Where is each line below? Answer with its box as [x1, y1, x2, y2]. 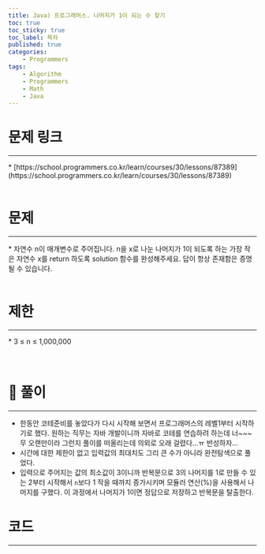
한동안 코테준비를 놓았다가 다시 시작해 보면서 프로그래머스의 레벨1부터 [19, 418, 234, 428]
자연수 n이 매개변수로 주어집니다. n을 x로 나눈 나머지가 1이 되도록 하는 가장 [13, 244, 243, 254]
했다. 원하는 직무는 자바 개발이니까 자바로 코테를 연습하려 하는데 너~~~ [34, 429, 252, 437]
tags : [8, 63, 26, 71]
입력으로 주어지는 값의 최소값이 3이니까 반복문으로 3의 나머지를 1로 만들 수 [19, 468, 248, 477]
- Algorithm [22, 70, 62, 78]
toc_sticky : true [8, 26, 65, 34]
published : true [8, 41, 62, 49]
